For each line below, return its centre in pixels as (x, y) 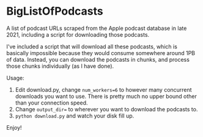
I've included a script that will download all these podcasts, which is (92, 46)
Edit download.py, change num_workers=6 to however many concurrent (103, 89)
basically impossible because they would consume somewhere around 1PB (101, 53)
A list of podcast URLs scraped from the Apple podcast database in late (97, 28)
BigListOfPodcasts (55, 11)
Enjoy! (14, 127)
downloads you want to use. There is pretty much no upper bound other (106, 96)
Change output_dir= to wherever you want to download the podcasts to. (106, 109)
